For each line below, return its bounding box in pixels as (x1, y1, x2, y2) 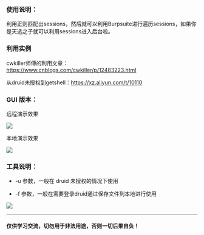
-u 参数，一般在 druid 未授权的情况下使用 (15, 177, 118, 185)
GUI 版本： (6, 95, 38, 104)
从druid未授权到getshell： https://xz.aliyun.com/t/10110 (6, 79, 143, 86)
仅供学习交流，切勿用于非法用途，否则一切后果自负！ (6, 222, 140, 230)
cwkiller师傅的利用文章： (6, 59, 69, 67)
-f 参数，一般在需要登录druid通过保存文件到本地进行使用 (15, 190, 157, 197)
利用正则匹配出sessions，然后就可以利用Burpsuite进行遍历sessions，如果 (6, 20, 191, 28)
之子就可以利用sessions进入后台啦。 (22, 28, 114, 35)
